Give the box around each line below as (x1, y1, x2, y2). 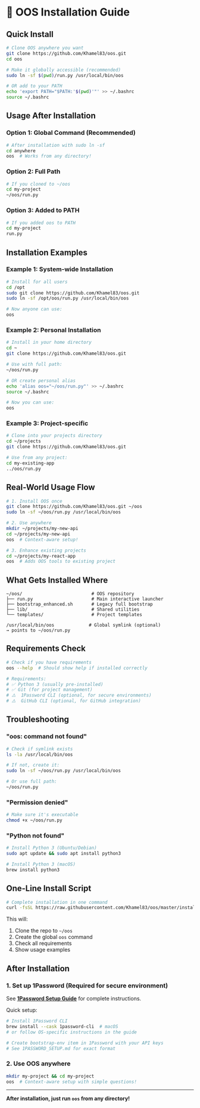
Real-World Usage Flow (6, 482, 95, 493)
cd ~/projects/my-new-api (6, 531, 70, 537)
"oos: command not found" (6, 732, 87, 741)
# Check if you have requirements (6, 659, 92, 665)
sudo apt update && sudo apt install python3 (6, 851, 121, 857)
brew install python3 (6, 867, 60, 873)
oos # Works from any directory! (6, 153, 92, 159)
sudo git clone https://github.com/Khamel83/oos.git (6, 290, 140, 296)
